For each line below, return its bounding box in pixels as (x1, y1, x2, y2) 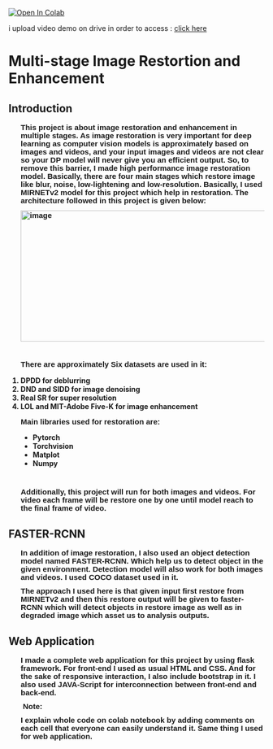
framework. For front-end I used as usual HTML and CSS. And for (20, 664, 256, 673)
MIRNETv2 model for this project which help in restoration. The (20, 188, 249, 198)
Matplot (32, 450, 60, 459)
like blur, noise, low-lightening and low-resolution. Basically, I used (20, 180, 262, 189)
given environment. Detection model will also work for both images (20, 564, 263, 574)
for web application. (20, 731, 93, 741)
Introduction (8, 102, 73, 115)
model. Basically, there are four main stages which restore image (20, 172, 256, 181)
